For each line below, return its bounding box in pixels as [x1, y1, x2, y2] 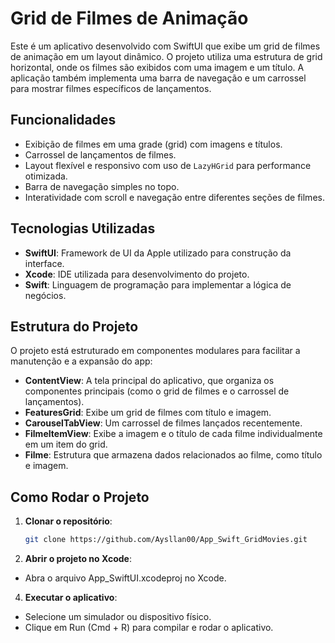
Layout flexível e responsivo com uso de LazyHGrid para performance [24, 159, 312, 171]
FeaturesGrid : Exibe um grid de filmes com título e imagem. [24, 407, 272, 419]
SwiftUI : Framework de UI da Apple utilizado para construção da [24, 247, 292, 259]
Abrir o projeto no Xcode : [24, 553, 132, 565]
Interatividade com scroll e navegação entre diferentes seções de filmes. [24, 191, 325, 203]
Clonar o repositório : [24, 515, 113, 527]
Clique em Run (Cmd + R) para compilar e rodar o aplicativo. [24, 622, 274, 634]
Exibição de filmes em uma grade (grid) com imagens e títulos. [24, 138, 283, 150]
